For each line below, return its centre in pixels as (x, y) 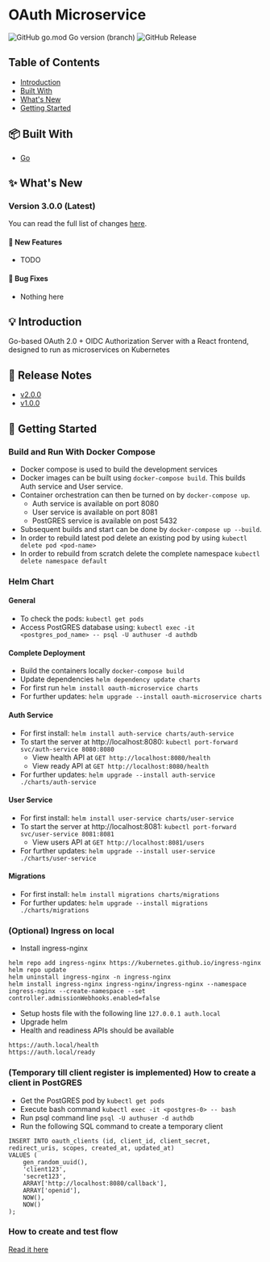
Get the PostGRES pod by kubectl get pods (92, 1101)
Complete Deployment (47, 652)
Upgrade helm (44, 1022)
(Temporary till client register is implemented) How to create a (132, 1073)
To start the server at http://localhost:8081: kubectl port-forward (128, 826)
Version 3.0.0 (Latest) (52, 206)
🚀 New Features (35, 242)
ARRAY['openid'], (52, 1190)
